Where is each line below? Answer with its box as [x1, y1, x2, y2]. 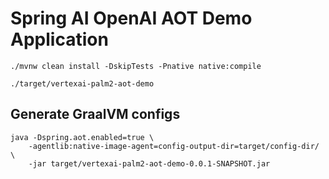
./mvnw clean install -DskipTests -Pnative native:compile [10, 61, 262, 71]
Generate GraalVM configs [10, 106, 181, 123]
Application [10, 28, 109, 51]
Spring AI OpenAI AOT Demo [10, 7, 253, 30]
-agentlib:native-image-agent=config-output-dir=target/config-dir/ [28, 141, 320, 151]
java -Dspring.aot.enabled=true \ [10, 132, 155, 142]
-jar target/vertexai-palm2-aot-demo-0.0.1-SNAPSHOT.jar [28, 158, 271, 169]
